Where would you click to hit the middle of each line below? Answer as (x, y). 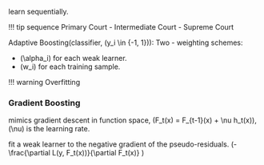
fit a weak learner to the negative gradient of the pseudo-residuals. (119, 144)
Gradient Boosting (44, 103)
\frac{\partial (29, 153)
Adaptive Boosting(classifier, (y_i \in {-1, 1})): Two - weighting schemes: (126, 42)
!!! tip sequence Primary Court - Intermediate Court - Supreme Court (121, 27)
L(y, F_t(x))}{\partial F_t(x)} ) (98, 153)
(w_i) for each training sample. (70, 66)
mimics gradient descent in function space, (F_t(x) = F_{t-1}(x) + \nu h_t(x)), (133, 120)
